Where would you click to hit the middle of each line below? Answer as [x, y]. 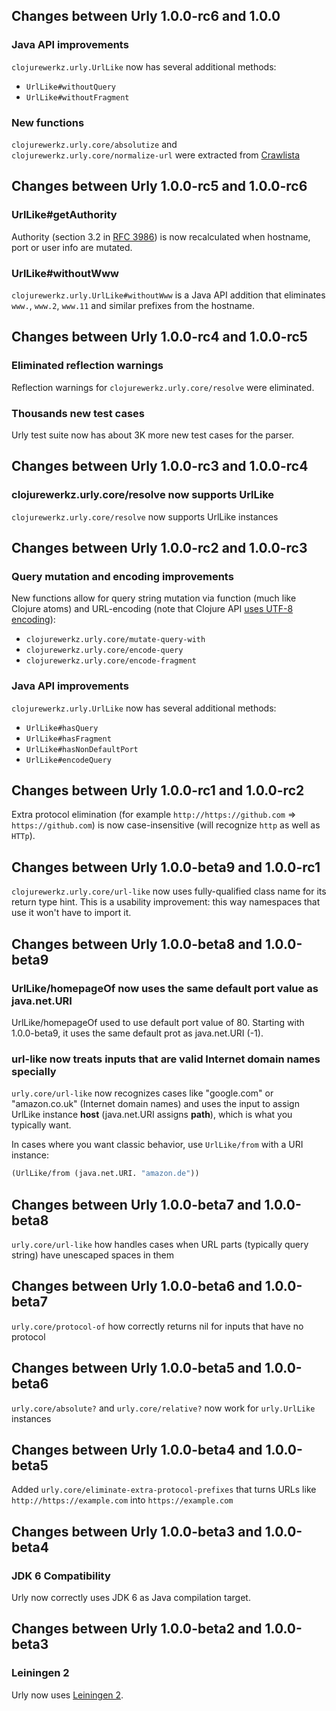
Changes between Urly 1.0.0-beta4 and [137, 1449]
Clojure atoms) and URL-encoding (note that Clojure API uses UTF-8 [152, 609]
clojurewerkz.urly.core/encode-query [104, 650]
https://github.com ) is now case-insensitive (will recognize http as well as [166, 825]
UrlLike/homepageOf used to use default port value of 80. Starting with [158, 1022]
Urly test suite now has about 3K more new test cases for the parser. [153, 435]
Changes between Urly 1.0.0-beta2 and [137, 1629]
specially [34, 1071]
